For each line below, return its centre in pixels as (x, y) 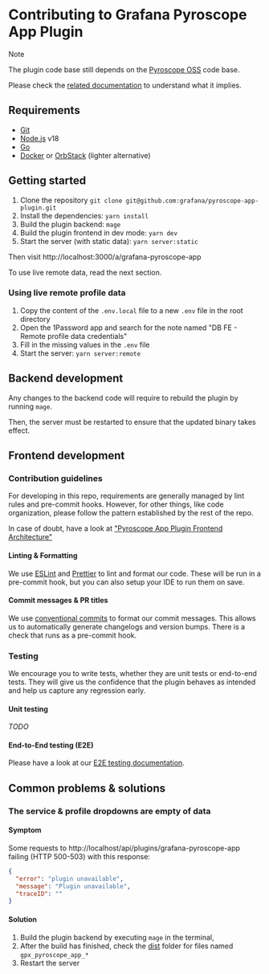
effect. (19, 430)
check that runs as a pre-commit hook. (73, 635)
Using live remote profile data (67, 293)
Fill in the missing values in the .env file (85, 344)
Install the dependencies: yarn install (84, 215)
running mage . (30, 406)
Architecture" (31, 537)
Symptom (25, 830)
